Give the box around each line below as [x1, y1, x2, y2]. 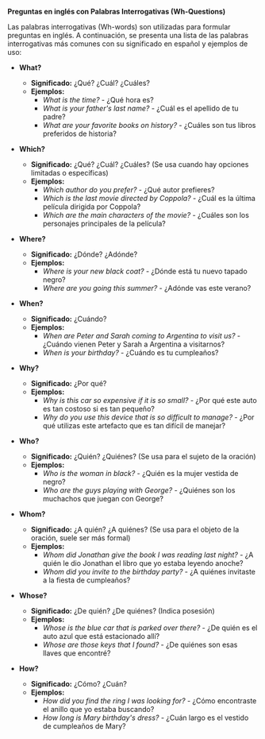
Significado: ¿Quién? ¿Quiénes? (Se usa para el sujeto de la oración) [30, 452, 256, 461]
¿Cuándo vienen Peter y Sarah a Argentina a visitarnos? [42, 339, 225, 349]
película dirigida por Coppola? [42, 202, 141, 211]
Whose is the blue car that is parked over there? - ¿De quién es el [42, 623, 258, 633]
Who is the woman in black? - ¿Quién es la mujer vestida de [42, 469, 239, 478]
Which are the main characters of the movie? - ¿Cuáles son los [42, 211, 249, 219]
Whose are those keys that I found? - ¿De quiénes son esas [42, 640, 238, 649]
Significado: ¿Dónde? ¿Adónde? [30, 250, 138, 259]
